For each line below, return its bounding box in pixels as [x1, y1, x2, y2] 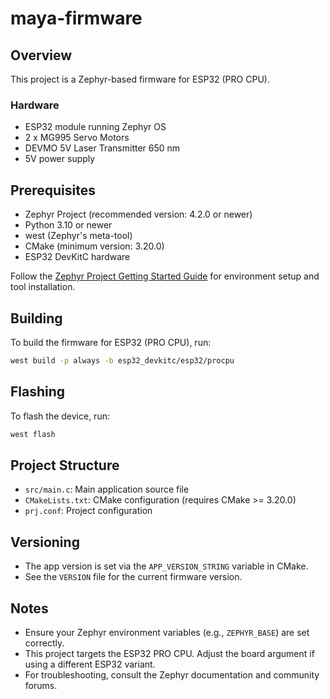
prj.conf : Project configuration [24, 505, 153, 517]
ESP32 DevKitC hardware [24, 251, 131, 263]
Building [10, 310, 63, 327]
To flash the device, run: [10, 410, 110, 422]
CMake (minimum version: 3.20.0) [24, 240, 165, 252]
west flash [10, 429, 56, 439]
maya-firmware [10, 7, 143, 30]
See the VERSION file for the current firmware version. [24, 571, 243, 583]
